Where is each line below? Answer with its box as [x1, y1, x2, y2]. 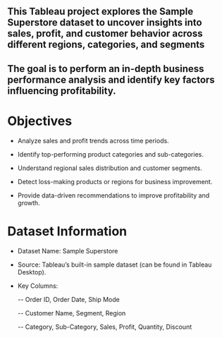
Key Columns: [17, 282, 58, 290]
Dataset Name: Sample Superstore [17, 246, 118, 255]
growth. [17, 198, 40, 207]
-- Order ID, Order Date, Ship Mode [17, 295, 120, 303]
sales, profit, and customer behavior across [7, 28, 203, 40]
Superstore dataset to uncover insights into [7, 17, 202, 29]
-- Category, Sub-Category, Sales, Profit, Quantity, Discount [17, 322, 192, 331]
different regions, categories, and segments [7, 39, 205, 51]
